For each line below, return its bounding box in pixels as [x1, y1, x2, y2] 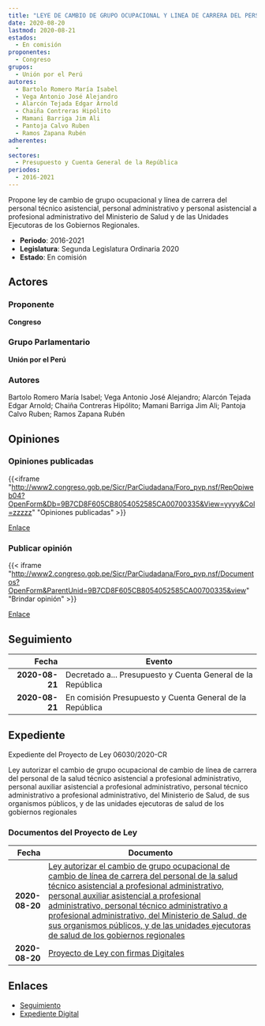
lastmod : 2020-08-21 [8, 26, 77, 34]
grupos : [8, 63, 34, 71]
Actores [8, 275, 49, 289]
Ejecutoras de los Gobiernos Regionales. [8, 220, 140, 229]
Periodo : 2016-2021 [19, 235, 84, 245]
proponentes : [8, 48, 51, 56]
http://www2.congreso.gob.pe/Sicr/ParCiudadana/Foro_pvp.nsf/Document [11, 569, 255, 578]
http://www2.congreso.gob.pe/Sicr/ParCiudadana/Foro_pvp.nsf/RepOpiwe [11, 482, 254, 491]
